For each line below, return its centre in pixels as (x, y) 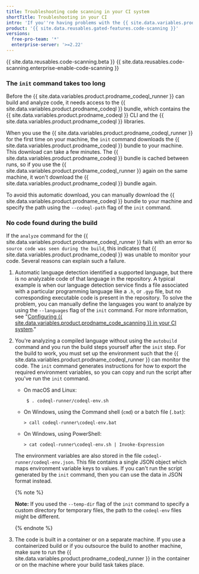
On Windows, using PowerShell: (62, 434)
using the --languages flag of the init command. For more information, (101, 310)
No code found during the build (52, 223)
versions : (18, 34)
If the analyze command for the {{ (47, 236)
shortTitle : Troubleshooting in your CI (57, 17)
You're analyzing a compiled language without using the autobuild (96, 341)
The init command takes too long (56, 83)
